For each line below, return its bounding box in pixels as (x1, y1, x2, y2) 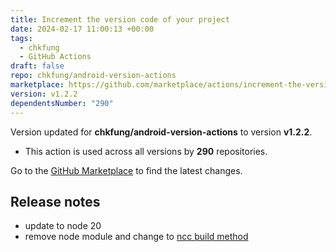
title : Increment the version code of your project (10, 14, 230, 25)
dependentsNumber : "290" (10, 98, 114, 108)
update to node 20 (24, 220, 102, 232)
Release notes (10, 193, 101, 210)
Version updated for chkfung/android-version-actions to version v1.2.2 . (10, 126, 313, 138)
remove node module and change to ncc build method (24, 231, 249, 243)
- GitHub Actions (19, 52, 92, 62)
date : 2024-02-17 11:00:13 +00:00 (10, 24, 155, 34)
